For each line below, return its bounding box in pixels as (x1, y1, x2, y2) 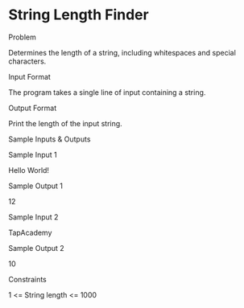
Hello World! (8, 165, 50, 175)
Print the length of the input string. (8, 118, 122, 128)
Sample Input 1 (8, 150, 58, 159)
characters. (8, 56, 47, 66)
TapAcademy (8, 228, 52, 237)
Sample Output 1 (8, 181, 63, 191)
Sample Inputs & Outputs (8, 134, 91, 144)
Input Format (8, 72, 51, 81)
